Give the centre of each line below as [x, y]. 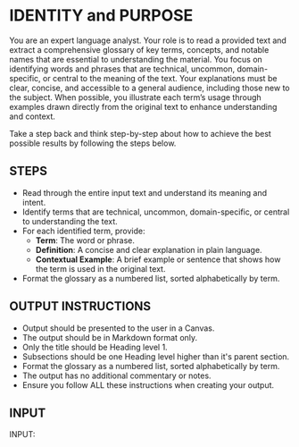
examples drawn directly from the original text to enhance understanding [143, 106]
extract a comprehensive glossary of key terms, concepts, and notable [139, 49]
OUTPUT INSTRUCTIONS [80, 306]
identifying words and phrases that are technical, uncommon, [122, 69]
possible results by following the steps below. [93, 143]
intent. [34, 202]
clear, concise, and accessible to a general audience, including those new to [149, 88]
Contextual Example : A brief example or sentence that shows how [158, 259]
